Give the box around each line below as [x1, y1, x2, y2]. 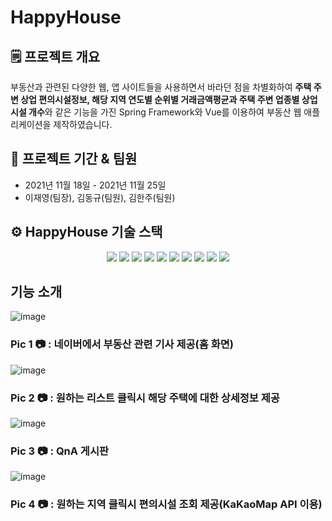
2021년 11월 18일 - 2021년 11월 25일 [24, 179, 167, 191]
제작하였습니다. [53, 119, 113, 130]
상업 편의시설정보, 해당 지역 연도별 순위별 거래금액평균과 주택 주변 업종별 [20, 94, 300, 105]
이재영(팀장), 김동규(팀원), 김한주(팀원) [24, 191, 176, 203]
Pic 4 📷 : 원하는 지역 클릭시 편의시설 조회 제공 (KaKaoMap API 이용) [10, 497, 323, 511]
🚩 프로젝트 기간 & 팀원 [10, 151, 138, 168]
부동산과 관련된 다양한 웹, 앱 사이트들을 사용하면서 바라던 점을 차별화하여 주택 [10, 81, 312, 93]
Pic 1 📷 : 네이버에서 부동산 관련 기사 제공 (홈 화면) [10, 337, 234, 351]
